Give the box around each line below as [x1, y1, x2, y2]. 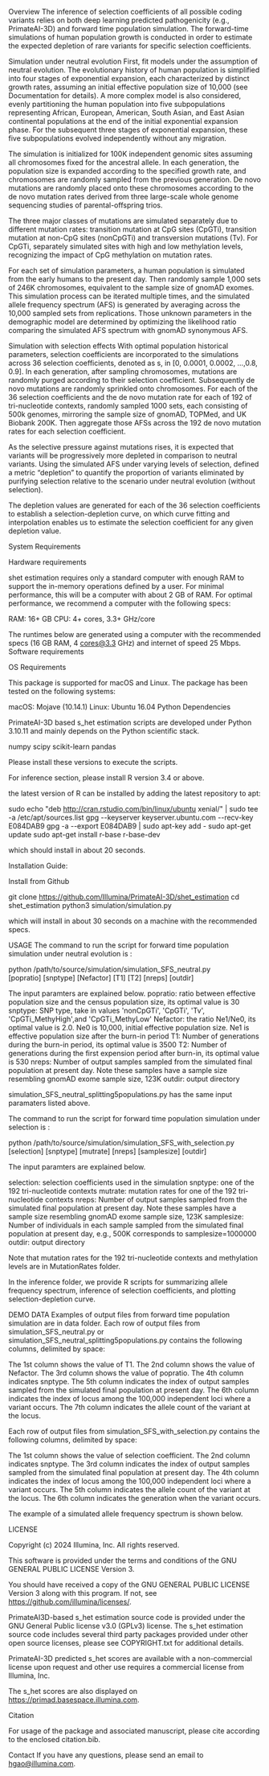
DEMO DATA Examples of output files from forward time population [8, 1310, 230, 1319]
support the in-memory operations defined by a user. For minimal [8, 582, 225, 590]
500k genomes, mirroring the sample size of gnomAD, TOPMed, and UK [8, 409, 247, 419]
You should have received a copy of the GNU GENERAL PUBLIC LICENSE [8, 1580, 251, 1589]
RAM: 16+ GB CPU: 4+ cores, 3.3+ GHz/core [8, 615, 156, 623]
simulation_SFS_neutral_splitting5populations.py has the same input [8, 1090, 233, 1099]
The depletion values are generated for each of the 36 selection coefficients [8, 500, 261, 510]
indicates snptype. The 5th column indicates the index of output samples [8, 1377, 250, 1386]
